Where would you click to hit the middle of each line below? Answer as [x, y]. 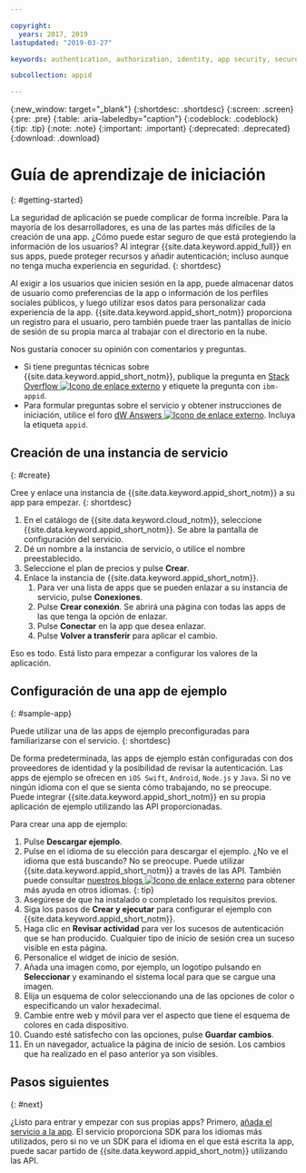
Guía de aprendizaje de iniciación [138, 175]
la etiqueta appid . [56, 425]
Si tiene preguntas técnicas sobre [86, 367]
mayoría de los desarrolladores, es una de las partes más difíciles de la [143, 227]
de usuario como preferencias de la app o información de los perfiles [139, 293]
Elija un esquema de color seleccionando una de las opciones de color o [159, 996]
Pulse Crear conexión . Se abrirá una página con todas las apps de [162, 606]
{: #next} [27, 1104]
